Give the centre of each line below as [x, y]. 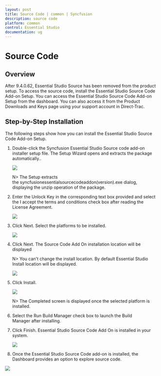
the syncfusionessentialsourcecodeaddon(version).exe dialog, [75, 182]
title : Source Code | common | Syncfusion [49, 14]
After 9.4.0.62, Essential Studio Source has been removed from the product [80, 86]
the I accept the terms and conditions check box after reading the [78, 202]
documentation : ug [24, 32]
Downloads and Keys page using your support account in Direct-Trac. [75, 107]
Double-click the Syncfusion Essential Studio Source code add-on [78, 148]
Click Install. [24, 282]
